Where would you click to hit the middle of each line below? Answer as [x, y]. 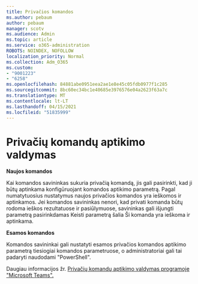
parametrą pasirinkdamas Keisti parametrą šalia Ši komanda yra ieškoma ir [98, 215]
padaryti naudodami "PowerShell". [49, 257]
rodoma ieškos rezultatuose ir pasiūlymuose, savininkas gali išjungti [90, 208]
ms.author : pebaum [29, 17]
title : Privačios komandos [40, 12]
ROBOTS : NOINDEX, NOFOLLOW [40, 51]
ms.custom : [20, 68]
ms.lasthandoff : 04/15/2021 [41, 107]
